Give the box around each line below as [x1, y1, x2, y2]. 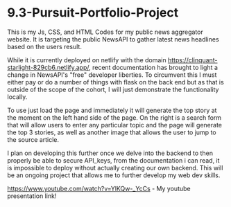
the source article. [7, 135, 60, 143]
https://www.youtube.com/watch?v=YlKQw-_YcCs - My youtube [7, 184, 191, 192]
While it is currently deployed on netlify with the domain [7, 55, 166, 64]
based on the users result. [7, 42, 82, 51]
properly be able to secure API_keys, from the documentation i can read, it [7, 156, 220, 164]
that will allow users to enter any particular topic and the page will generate [7, 120, 223, 129]
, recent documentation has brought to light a [89, 63, 219, 71]
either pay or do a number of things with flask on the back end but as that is [7, 78, 224, 86]
